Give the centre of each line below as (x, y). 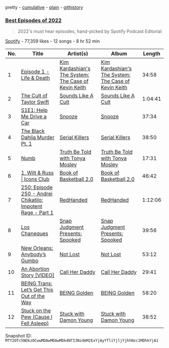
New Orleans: (37, 248)
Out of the (33, 296)
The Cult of (34, 96)
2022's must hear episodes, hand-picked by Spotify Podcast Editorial (90, 31)
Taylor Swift (35, 102)
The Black (33, 131)
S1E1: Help (34, 110)
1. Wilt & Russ (37, 173)
